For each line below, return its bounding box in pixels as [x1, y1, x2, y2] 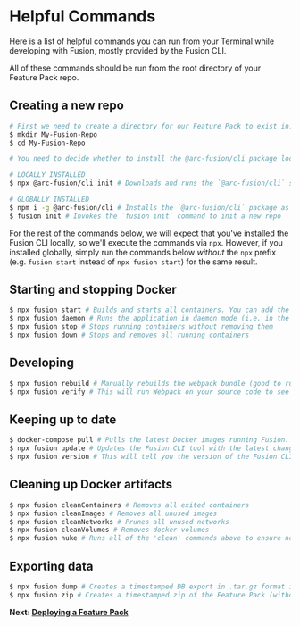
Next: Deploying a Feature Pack [9, 606, 129, 617]
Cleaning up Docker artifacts [9, 477, 172, 492]
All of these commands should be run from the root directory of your [9, 63, 262, 73]
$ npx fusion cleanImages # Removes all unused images [9, 509, 218, 518]
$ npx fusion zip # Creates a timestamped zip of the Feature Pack [9, 590, 266, 599]
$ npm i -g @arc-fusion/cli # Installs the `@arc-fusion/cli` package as [9, 203, 290, 212]
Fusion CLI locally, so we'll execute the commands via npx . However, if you [9, 237, 284, 247]
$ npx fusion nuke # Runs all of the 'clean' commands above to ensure [9, 534, 281, 543]
